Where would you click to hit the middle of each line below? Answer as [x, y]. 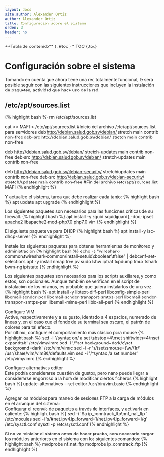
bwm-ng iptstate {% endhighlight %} [42, 267]
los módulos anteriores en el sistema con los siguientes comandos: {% [76, 439]
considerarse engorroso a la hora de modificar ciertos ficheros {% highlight [81, 378]
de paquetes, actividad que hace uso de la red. [53, 90]
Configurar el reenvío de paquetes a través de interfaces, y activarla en [77, 409]
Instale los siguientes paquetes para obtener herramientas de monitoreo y [80, 246]
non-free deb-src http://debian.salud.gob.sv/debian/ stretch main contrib [79, 137]
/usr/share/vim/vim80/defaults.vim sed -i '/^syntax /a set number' [71, 353]
